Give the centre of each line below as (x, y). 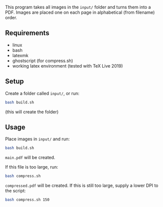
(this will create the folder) (32, 112)
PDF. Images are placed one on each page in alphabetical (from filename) (80, 12)
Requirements (27, 33)
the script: (16, 191)
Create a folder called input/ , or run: (42, 93)
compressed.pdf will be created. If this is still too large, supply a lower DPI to (82, 186)
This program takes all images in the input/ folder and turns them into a (78, 7)
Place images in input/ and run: (38, 139)
